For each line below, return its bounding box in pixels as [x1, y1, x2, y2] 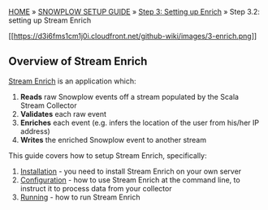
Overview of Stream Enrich [8, 54, 148, 68]
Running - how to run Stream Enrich [19, 192, 140, 202]
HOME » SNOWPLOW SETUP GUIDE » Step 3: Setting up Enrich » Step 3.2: [8, 7, 260, 16]
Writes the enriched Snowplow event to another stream [19, 135, 207, 144]
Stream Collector [19, 101, 77, 110]
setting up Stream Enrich [8, 15, 92, 25]
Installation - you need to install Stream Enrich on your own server [19, 166, 242, 176]
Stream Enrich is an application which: [8, 76, 136, 86]
